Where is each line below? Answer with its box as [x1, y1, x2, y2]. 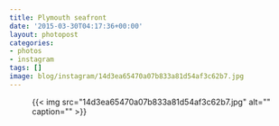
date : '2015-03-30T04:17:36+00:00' [9, 22, 144, 31]
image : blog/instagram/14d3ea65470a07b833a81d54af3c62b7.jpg [9, 72, 245, 81]
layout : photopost [9, 30, 79, 39]
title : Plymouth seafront [9, 13, 107, 22]
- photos [9, 47, 42, 56]
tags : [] [9, 64, 42, 73]
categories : [9, 38, 54, 48]
